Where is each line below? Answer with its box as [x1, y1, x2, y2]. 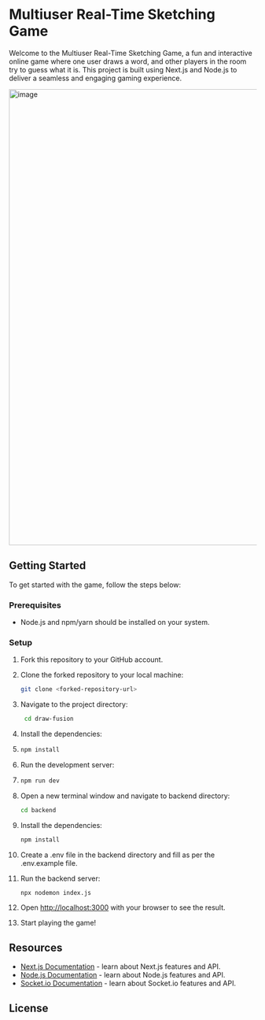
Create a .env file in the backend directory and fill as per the [20, 850, 215, 859]
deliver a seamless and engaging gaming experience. [9, 73, 182, 83]
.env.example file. [20, 858, 78, 867]
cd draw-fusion [24, 715, 74, 723]
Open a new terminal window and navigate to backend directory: [20, 791, 230, 800]
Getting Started [9, 559, 86, 572]
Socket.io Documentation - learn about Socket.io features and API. [20, 978, 237, 989]
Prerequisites [9, 600, 61, 611]
